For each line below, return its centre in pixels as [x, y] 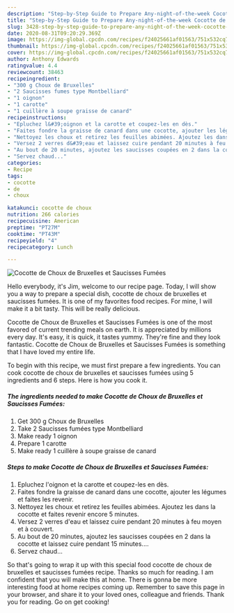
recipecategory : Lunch [40, 247]
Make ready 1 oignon [47, 436]
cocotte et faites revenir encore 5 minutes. [78, 515]
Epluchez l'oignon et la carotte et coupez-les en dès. [93, 485]
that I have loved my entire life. [51, 352]
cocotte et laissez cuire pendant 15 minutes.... [83, 544]
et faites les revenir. [46, 499]
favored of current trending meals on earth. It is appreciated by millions [109, 330]
